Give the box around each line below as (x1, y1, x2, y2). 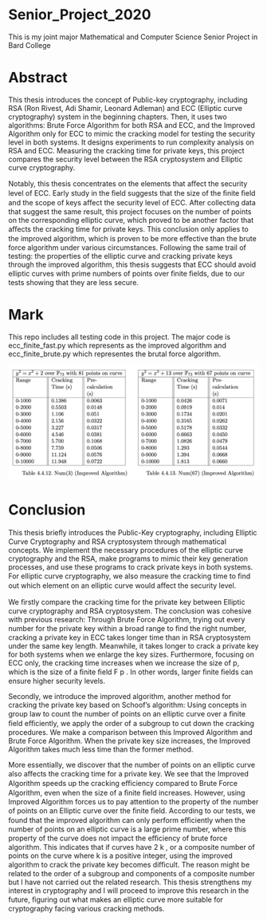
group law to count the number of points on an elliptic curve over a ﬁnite (8, 709, 245, 718)
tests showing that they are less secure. (8, 277, 139, 287)
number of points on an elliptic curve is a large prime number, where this (8, 824, 247, 834)
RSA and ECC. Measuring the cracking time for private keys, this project (8, 145, 245, 155)
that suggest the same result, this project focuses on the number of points (8, 206, 252, 216)
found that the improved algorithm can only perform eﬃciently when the (8, 815, 245, 824)
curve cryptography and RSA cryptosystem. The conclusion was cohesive (8, 605, 253, 616)
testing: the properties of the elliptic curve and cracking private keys (8, 251, 233, 260)
